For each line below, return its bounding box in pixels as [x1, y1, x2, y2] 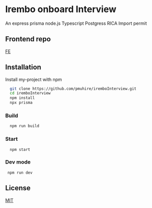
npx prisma [10, 100, 33, 106]
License [5, 184, 31, 192]
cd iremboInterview [10, 91, 51, 96]
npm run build [10, 124, 39, 129]
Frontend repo [5, 35, 51, 43]
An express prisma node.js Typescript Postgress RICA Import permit [5, 20, 147, 26]
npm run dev [7, 170, 33, 175]
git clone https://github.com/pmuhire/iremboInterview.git [10, 86, 137, 91]
